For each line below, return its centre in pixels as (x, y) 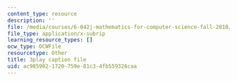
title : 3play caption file (47, 60)
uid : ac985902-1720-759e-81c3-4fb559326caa (72, 66)
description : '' (31, 20)
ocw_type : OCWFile (34, 46)
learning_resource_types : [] (50, 40)
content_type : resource (42, 14)
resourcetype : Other (38, 54)
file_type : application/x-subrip (56, 33)
